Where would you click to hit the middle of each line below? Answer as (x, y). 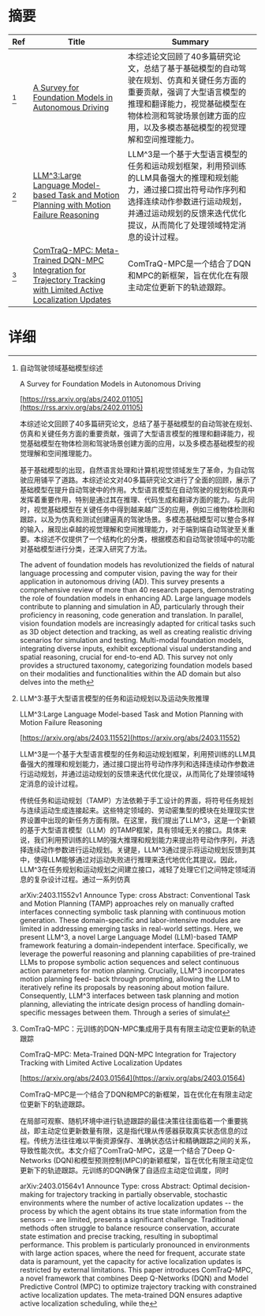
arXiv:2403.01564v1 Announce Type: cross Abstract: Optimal (119, 1186)
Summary (190, 42)
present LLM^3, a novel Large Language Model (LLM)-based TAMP (129, 937)
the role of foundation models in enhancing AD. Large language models (135, 598)
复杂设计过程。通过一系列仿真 (82, 879)
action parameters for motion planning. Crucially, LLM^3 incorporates (132, 970)
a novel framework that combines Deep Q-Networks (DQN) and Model (134, 1278)
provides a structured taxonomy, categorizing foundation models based (136, 665)
